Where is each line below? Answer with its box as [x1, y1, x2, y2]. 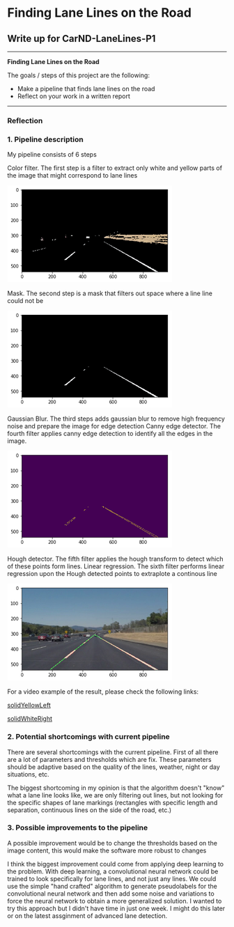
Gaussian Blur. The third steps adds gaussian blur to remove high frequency [7, 414, 225, 423]
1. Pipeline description [7, 134, 84, 144]
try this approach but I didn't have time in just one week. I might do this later [7, 904, 226, 912]
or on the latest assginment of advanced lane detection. [7, 911, 168, 920]
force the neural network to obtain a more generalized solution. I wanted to [7, 896, 222, 905]
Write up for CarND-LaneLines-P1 [7, 33, 156, 45]
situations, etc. [7, 770, 50, 778]
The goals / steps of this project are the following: [7, 71, 150, 79]
